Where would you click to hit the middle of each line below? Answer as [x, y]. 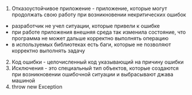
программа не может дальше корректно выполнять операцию [90, 38]
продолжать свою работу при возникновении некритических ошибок [99, 15]
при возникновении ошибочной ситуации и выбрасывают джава [92, 74]
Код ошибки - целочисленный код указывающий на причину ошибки [97, 62]
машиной [23, 80]
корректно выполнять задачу [48, 51]
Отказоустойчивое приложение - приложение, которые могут [89, 8]
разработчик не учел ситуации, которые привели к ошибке [86, 26]
